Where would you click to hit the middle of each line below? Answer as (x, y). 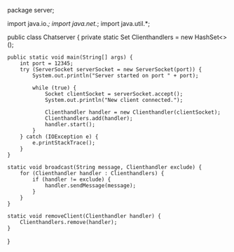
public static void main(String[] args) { (70, 57)
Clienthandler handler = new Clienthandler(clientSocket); (132, 112)
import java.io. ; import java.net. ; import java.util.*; (79, 23)
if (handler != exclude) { (72, 179)
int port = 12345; (47, 64)
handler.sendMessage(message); (90, 186)
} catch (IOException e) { (59, 137)
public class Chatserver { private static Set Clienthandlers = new (100, 37)
